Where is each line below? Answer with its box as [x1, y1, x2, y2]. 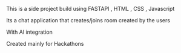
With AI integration [6, 28, 53, 36]
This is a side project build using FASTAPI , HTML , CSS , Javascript [6, 5, 175, 12]
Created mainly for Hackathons [6, 40, 84, 47]
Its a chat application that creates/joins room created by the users [6, 17, 171, 23]
